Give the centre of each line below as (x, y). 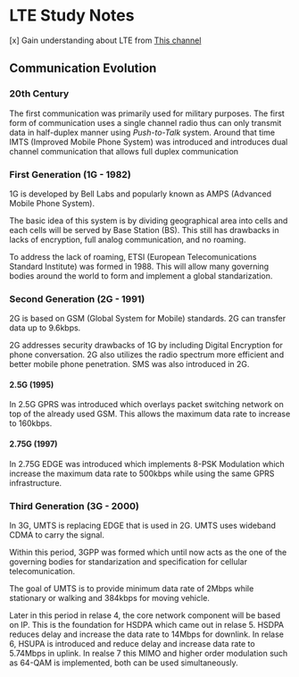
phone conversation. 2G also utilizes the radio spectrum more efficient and (146, 355)
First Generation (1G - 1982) (70, 174)
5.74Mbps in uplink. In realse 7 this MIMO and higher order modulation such (149, 653)
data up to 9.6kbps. (45, 328)
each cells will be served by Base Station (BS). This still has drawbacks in (144, 230)
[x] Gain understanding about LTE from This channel (105, 40)
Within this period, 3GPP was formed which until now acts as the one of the (148, 552)
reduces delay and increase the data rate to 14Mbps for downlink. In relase (146, 634)
